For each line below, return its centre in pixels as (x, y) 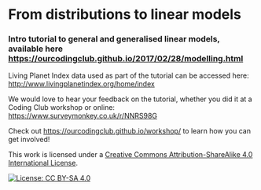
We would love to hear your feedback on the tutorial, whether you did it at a (130, 99)
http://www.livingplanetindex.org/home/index (81, 84)
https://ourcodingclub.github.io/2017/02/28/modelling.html (126, 59)
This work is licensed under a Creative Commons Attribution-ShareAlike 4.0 (130, 155)
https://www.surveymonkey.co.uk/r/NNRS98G (83, 116)
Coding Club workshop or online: (62, 108)
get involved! (29, 140)
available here (36, 49)
